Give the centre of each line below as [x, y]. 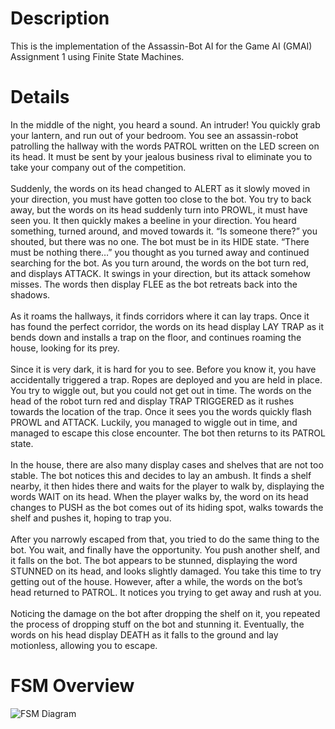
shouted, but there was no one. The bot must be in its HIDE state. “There [160, 241]
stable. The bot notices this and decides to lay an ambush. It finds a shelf [161, 475]
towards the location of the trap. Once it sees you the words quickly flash [161, 411]
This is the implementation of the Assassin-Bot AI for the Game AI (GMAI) [161, 46]
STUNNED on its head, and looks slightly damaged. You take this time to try [166, 571]
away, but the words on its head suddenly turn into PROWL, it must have [159, 209]
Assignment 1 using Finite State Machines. [97, 56]
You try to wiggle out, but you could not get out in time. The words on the [161, 390]
